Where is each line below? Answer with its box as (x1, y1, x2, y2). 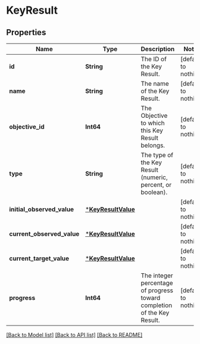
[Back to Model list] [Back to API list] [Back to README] (6, 332, 143, 338)
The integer (140, 271, 174, 280)
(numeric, (140, 173, 168, 182)
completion (140, 301, 173, 309)
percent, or (140, 181, 172, 189)
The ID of (140, 55, 167, 63)
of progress (140, 286, 174, 295)
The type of (140, 151, 174, 159)
